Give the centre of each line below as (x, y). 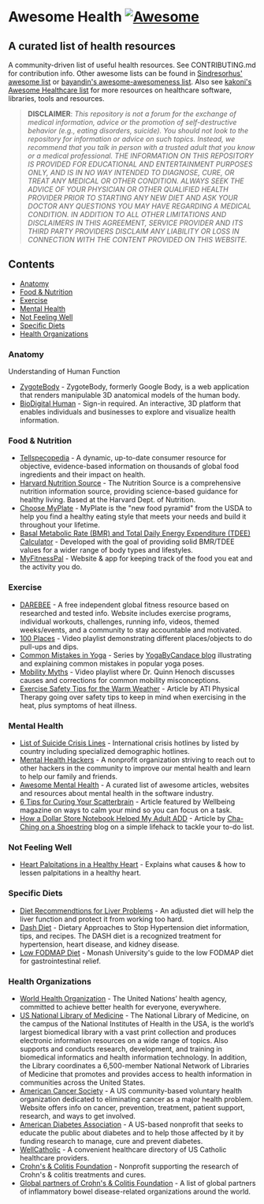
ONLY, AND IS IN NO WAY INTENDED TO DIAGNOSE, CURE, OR (131, 173)
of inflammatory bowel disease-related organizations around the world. (135, 1191)
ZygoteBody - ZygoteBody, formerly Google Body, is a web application (134, 387)
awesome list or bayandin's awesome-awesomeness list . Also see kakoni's (130, 82)
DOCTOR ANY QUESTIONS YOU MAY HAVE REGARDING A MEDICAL (139, 206)
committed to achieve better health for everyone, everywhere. (120, 1007)
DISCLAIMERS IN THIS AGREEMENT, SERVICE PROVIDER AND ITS (135, 223)
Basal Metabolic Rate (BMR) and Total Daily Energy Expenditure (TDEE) (135, 534)
